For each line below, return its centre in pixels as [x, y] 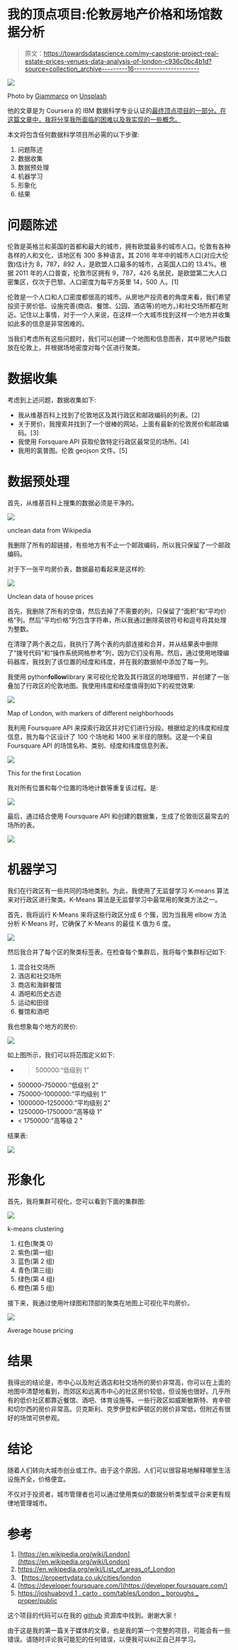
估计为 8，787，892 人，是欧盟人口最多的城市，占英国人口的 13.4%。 [118, 264]
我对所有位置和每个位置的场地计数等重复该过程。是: [83, 787]
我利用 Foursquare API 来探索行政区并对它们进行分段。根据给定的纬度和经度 [119, 728]
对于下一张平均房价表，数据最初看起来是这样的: [77, 569]
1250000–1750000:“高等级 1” [60, 1111]
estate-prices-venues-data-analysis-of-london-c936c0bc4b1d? [118, 61]
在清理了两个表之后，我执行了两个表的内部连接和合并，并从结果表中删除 [113, 644]
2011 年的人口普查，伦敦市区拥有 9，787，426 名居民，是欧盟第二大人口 [121, 273]
